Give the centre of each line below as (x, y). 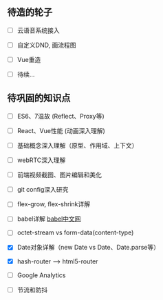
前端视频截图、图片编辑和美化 (59, 175)
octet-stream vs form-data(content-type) (75, 232)
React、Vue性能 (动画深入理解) (61, 130)
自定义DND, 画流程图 (46, 45)
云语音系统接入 (38, 30)
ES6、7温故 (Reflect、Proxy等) (61, 116)
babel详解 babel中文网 (49, 219)
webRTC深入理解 (41, 160)
